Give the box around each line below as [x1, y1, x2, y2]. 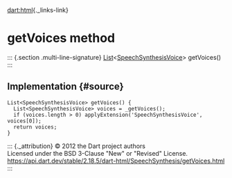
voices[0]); [7, 118, 42, 124]
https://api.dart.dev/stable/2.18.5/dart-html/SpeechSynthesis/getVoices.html [7, 156, 225, 165]
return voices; [13, 123, 57, 131]
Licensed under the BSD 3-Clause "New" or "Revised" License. [7, 149, 188, 157]
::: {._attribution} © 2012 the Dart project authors [7, 142, 145, 150]
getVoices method [7, 31, 116, 46]
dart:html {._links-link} [7, 6, 69, 14]
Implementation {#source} [7, 81, 125, 92]
